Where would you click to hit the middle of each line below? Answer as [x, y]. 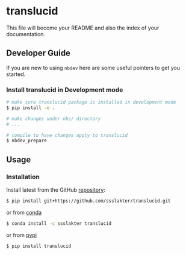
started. [16, 74]
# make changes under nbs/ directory [54, 119]
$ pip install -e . [31, 108]
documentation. [26, 34]
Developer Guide [39, 53]
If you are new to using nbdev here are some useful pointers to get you [93, 68]
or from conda [24, 212]
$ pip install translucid [39, 246]
